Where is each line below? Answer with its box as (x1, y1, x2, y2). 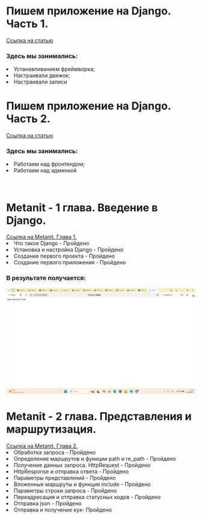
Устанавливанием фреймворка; (14, 65, 95, 73)
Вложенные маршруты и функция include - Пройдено (14, 481, 151, 488)
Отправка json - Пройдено (14, 500, 82, 507)
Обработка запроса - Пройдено (14, 449, 96, 456)
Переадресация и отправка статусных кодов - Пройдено (14, 494, 161, 501)
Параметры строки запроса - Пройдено (14, 487, 117, 494)
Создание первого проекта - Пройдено (14, 252, 115, 259)
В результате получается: (6, 274, 86, 282)
